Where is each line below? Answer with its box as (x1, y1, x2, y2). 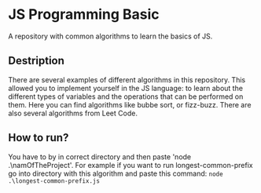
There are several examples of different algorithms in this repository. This (8, 75, 246, 84)
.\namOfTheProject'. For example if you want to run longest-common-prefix (8, 160, 253, 169)
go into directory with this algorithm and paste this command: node (8, 169, 223, 178)
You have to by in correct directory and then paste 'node (8, 151, 192, 162)
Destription (8, 54, 65, 67)
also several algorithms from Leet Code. (8, 108, 138, 118)
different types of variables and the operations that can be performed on (8, 92, 244, 101)
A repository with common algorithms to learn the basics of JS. (8, 31, 213, 41)
